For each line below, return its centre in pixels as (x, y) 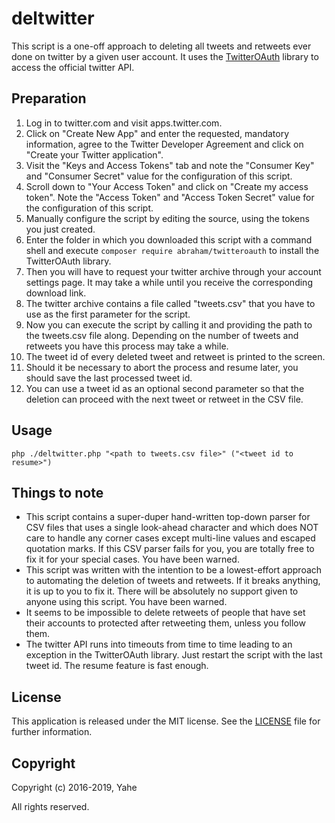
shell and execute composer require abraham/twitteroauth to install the (172, 250)
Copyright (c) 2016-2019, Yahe (74, 787)
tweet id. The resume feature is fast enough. (117, 666)
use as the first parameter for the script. (108, 314)
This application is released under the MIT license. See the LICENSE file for (166, 721)
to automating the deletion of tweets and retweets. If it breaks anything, (173, 581)
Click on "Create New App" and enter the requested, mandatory (157, 133)
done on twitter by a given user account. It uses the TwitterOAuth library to (165, 56)
